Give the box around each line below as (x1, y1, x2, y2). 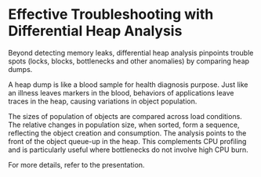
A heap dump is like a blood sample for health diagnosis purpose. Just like (8, 80, 248, 89)
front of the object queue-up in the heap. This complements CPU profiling (8, 136, 247, 146)
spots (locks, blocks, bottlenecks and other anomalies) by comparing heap (8, 56, 249, 66)
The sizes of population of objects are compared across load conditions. (8, 111, 243, 121)
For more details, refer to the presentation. (8, 160, 145, 169)
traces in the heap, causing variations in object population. (8, 96, 198, 106)
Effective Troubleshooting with (8, 5, 214, 23)
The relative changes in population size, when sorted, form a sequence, (8, 120, 240, 129)
